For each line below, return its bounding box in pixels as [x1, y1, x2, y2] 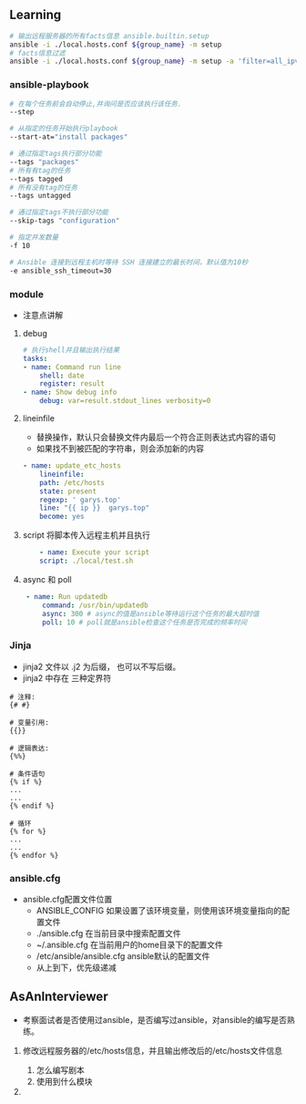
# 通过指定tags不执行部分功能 [9, 208, 109, 217]
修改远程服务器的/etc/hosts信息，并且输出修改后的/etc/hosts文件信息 [22, 1045, 282, 1056]
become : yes [39, 512, 85, 521]
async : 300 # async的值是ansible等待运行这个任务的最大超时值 [42, 609, 260, 618]
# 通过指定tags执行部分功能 [9, 150, 102, 159]
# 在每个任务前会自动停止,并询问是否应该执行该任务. [9, 99, 182, 108]
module [9, 287, 44, 300]
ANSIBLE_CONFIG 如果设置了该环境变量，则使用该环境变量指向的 [36, 905, 282, 915]
